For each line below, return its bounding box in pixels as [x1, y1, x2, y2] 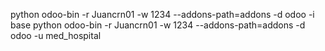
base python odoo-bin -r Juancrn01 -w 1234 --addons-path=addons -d [10, 19, 306, 31]
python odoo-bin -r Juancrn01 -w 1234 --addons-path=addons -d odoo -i [10, 9, 315, 20]
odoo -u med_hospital [10, 30, 102, 41]
